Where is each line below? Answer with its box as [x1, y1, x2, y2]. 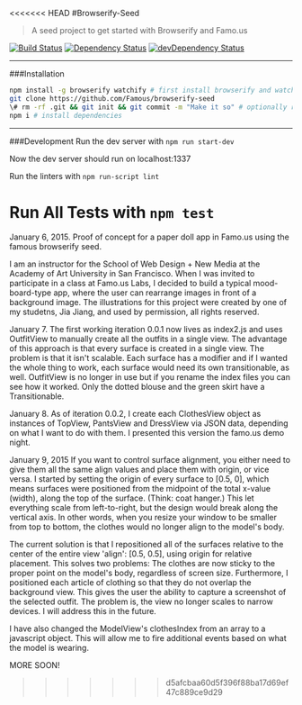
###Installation [9, 68, 65, 79]
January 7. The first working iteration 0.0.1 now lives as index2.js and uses [9, 324, 283, 335]
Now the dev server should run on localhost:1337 [9, 153, 191, 164]
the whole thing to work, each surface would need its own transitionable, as [9, 362, 290, 373]
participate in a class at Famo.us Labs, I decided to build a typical [9, 278, 252, 289]
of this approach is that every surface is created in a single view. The [9, 343, 265, 354]
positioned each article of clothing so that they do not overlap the [9, 577, 252, 588]
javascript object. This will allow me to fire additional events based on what [9, 633, 288, 644]
